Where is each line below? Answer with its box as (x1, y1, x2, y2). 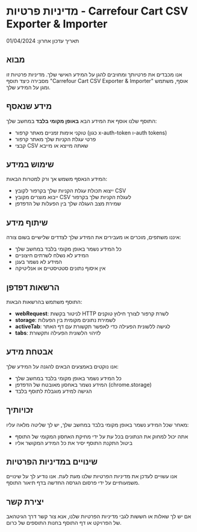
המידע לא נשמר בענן (14, 258, 62, 266)
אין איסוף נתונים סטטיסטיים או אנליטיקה (14, 264, 106, 272)
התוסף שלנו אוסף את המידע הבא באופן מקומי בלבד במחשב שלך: (6, 117, 157, 125)
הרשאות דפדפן (6, 282, 60, 292)
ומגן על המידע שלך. (6, 84, 51, 91)
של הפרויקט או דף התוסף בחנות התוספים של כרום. (6, 519, 122, 527)
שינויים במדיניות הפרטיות (6, 457, 98, 467)
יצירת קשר (6, 496, 44, 507)
